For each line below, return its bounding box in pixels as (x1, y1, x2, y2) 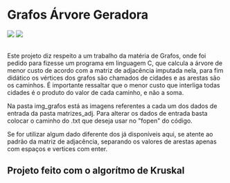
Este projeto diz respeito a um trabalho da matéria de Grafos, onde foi (7, 51, 206, 60)
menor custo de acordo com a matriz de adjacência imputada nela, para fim (7, 66, 224, 74)
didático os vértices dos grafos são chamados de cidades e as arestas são (7, 73, 220, 82)
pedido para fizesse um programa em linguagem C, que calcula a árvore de (7, 59, 223, 67)
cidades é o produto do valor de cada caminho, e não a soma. (7, 88, 184, 96)
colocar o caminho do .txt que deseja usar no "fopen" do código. (7, 116, 193, 125)
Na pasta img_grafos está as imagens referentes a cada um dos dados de (7, 101, 218, 110)
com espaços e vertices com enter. (7, 144, 108, 152)
